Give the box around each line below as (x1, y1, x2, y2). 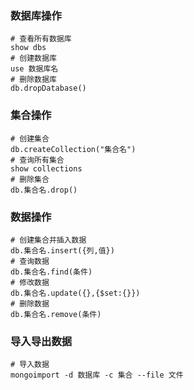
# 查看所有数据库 (10, 34, 72, 44)
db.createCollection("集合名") (10, 144, 137, 154)
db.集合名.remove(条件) (10, 309, 102, 319)
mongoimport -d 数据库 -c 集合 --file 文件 (10, 370, 184, 381)
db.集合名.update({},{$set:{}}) (10, 288, 141, 298)
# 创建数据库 (10, 53, 57, 64)
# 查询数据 (10, 256, 50, 266)
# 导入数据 (10, 360, 50, 370)
